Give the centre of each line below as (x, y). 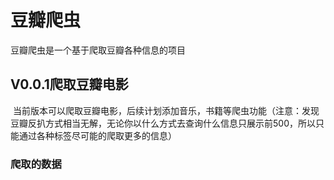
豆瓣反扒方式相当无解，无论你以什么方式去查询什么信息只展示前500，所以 (163, 123)
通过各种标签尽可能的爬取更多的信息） (97, 135)
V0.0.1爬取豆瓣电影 (69, 84)
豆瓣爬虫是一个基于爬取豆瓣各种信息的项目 (98, 50)
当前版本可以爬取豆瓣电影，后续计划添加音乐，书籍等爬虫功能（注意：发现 (166, 110)
